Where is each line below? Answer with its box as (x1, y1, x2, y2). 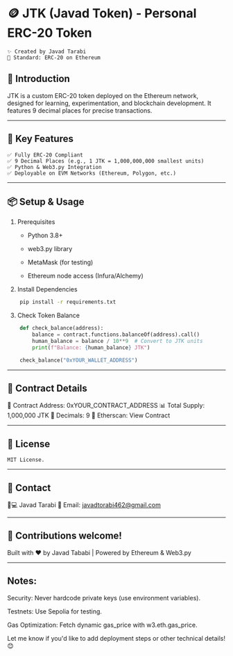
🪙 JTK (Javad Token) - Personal (7, 6, 197, 22)
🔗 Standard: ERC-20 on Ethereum (7, 54, 101, 61)
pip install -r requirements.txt (19, 298, 116, 306)
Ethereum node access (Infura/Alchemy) (27, 272, 144, 280)
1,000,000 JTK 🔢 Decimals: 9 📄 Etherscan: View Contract (7, 411, 171, 419)
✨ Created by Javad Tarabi (7, 48, 87, 55)
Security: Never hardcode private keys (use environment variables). (7, 593, 201, 602)
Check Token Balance (17, 311, 80, 320)
